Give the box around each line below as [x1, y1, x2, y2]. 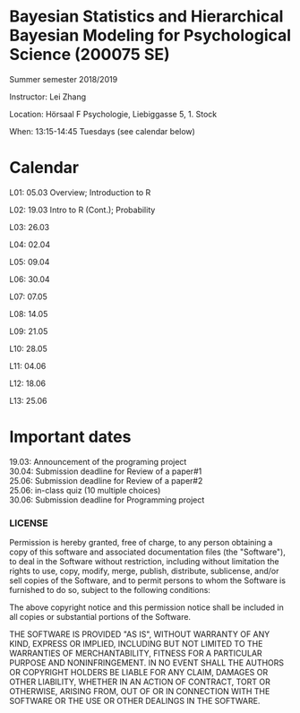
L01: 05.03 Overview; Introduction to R [9, 186, 151, 198]
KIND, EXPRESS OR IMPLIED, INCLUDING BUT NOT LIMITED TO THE [9, 639, 263, 649]
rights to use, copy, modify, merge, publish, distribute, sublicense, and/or [9, 566, 279, 577]
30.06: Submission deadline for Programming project [9, 494, 205, 505]
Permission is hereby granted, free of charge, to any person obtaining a [9, 537, 273, 548]
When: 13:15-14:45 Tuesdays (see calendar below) [9, 125, 195, 136]
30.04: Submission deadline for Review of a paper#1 [9, 466, 202, 477]
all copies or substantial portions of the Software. [9, 612, 191, 623]
